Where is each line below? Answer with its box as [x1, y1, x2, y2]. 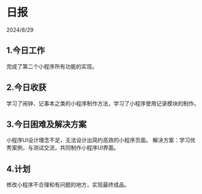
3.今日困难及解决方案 [6, 119, 87, 129]
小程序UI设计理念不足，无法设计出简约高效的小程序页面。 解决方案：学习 [6, 137, 191, 144]
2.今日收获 [6, 82, 47, 93]
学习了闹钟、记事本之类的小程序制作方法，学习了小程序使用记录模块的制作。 [6, 99, 200, 107]
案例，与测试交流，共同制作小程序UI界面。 [11, 144, 119, 151]
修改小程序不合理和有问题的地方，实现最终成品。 [6, 181, 130, 189]
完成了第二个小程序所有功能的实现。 [6, 62, 98, 70]
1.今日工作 [6, 45, 45, 56]
